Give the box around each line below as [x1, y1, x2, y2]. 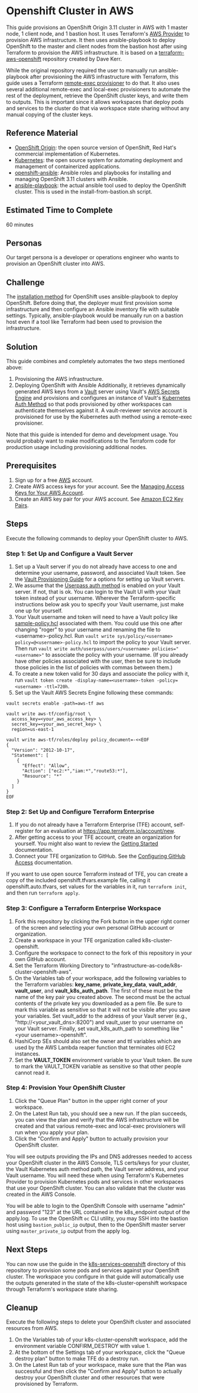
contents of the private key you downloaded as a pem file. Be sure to [14, 1000, 183, 1007]
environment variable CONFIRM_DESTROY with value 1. [14, 1343, 150, 1350]
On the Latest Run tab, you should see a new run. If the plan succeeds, [14, 1109, 187, 1117]
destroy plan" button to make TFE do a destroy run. [14, 1355, 140, 1362]
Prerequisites [6, 461, 57, 471]
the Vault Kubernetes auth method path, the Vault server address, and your [6, 1165, 189, 1172]
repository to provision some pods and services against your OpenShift [6, 1267, 180, 1274]
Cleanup [6, 1303, 38, 1313]
